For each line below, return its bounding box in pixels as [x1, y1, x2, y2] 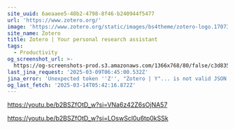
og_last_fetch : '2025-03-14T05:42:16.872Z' [7, 82, 136, 89]
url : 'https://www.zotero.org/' [7, 17, 101, 24]
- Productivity [13, 50, 58, 56]
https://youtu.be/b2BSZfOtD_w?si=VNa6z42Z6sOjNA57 [7, 100, 168, 109]
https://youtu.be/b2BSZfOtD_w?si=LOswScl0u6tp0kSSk [7, 114, 169, 123]
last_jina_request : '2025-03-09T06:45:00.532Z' [7, 68, 149, 75]
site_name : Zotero [7, 29, 61, 37]
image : [7, 23, 27, 30]
